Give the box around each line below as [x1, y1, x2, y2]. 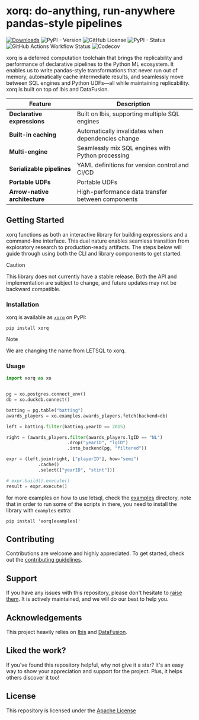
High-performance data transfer [76, 187, 168, 196]
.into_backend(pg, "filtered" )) [67, 445, 147, 451]
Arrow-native [9, 187, 49, 196]
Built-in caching [9, 130, 56, 139]
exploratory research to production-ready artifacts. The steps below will [6, 243, 182, 250]
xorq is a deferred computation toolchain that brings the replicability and [6, 54, 183, 61]
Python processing [76, 151, 130, 160]
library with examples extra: [6, 506, 72, 514]
